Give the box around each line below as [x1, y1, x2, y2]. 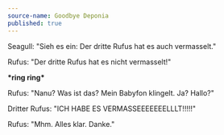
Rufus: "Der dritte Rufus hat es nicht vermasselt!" [7, 57, 172, 67]
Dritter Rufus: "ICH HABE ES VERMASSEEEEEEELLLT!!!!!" [7, 104, 197, 113]
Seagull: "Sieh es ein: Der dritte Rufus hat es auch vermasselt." [7, 41, 217, 51]
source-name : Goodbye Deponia [7, 11, 110, 20]
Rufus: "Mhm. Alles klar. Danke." [7, 119, 115, 129]
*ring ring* [7, 72, 45, 82]
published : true [7, 19, 62, 27]
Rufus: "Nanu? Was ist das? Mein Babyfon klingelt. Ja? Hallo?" [7, 88, 215, 97]
